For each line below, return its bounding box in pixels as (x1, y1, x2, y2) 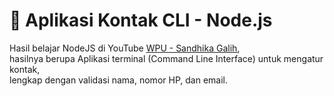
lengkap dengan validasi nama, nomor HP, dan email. (9, 74, 228, 86)
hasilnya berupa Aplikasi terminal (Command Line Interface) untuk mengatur (9, 52, 324, 64)
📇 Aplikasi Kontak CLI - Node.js (9, 9, 273, 32)
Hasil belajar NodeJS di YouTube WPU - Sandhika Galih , (9, 42, 241, 54)
